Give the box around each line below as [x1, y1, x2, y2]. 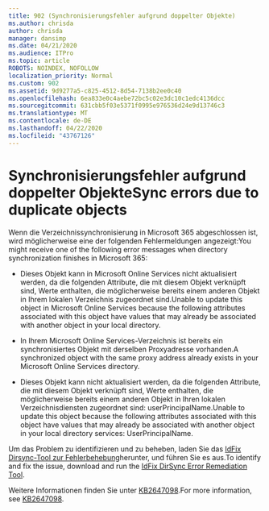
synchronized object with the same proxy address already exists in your [19, 352, 259, 363]
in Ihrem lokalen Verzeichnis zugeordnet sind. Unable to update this [19, 294, 243, 304]
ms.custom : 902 [8, 79, 60, 87]
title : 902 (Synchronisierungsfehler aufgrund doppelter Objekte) [8, 11, 236, 20]
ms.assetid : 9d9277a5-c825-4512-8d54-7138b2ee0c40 [8, 86, 182, 95]
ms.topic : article [8, 57, 70, 65]
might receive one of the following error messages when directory [8, 244, 228, 254]
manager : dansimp [8, 34, 67, 43]
